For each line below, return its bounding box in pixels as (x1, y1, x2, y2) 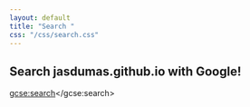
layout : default (9, 13, 71, 23)
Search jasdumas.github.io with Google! (9, 63, 242, 79)
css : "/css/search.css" (9, 30, 100, 39)
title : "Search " (9, 22, 75, 31)
